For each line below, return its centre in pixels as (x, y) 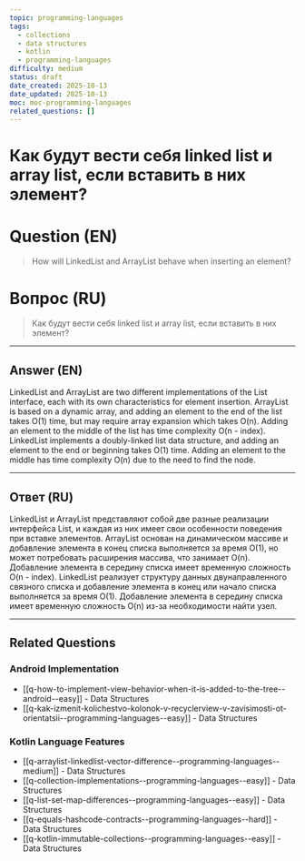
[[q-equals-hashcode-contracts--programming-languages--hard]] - (150, 819)
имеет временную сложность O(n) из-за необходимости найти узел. (143, 605)
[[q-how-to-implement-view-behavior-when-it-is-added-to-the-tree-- (154, 689)
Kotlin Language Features (67, 741)
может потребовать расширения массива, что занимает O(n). (130, 557)
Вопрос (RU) (58, 298)
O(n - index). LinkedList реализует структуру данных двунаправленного (148, 577)
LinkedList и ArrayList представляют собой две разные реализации (139, 519)
